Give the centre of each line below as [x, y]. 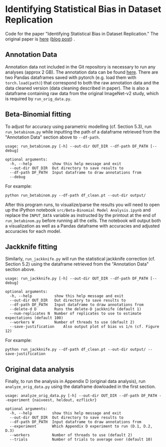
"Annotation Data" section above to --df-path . [53, 137]
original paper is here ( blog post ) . [40, 39]
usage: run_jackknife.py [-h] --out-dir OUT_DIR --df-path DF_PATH [77, 278]
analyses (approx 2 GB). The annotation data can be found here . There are [82, 72]
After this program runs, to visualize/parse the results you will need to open [83, 204]
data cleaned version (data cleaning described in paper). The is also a [77, 88]
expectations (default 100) [34, 318]
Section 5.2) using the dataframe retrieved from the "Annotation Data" [77, 264]
